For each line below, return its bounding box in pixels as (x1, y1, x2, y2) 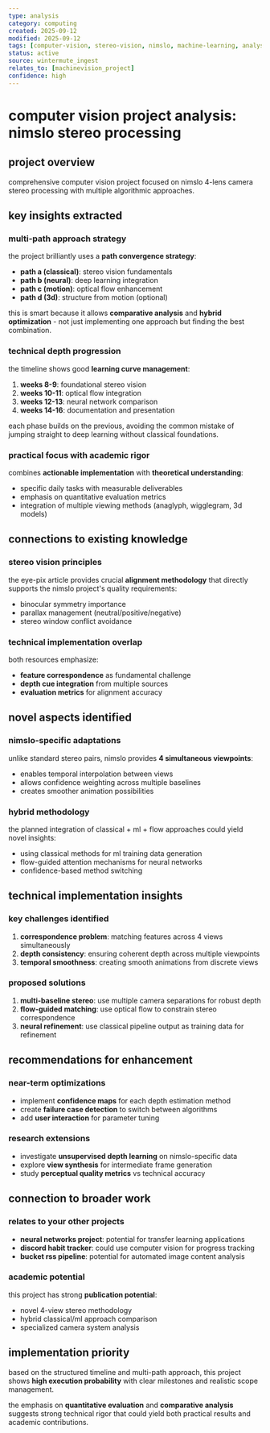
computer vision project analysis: (8, 106, 237, 125)
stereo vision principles (8, 557, 102, 568)
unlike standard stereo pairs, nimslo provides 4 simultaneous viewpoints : (8, 753, 253, 762)
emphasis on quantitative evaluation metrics (19, 492, 166, 501)
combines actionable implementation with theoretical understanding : (8, 467, 243, 477)
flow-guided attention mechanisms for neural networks (19, 857, 202, 866)
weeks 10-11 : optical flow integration (19, 388, 142, 397)
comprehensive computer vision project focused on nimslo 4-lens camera (8, 177, 253, 186)
